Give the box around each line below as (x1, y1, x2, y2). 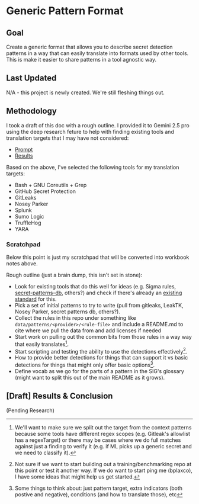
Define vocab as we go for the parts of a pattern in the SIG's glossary (14, 367, 185, 374)
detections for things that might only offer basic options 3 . (14, 360, 155, 368)
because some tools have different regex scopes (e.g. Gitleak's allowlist (14, 430, 191, 437)
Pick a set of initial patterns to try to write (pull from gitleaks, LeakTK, (14, 301, 184, 309)
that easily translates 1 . (14, 339, 69, 348)
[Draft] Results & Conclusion (6, 391, 113, 401)
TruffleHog (14, 219, 41, 226)
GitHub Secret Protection (14, 188, 76, 195)
